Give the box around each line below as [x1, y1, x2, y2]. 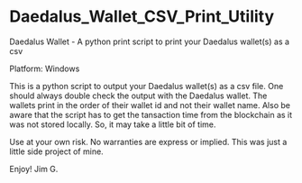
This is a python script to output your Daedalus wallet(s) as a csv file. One [9, 80, 284, 91]
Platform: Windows [9, 63, 80, 74]
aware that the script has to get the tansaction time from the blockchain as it [9, 109, 293, 120]
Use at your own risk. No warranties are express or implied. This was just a [9, 136, 288, 147]
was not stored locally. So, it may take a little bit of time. [9, 119, 216, 130]
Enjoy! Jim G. [9, 163, 59, 174]
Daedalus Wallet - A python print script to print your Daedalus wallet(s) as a [9, 36, 290, 47]
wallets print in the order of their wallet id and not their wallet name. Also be [9, 99, 291, 110]
